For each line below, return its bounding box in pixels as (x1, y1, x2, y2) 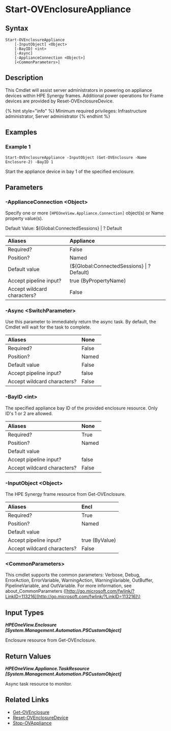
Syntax (5, 24, 28, 33)
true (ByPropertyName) (69, 277, 126, 284)
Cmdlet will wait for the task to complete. (5, 324, 91, 330)
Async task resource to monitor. (5, 681, 72, 687)
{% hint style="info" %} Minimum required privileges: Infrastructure (5, 108, 147, 114)
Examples (5, 128, 37, 137)
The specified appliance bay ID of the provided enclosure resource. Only (5, 405, 158, 411)
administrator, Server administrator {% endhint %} (5, 113, 110, 119)
